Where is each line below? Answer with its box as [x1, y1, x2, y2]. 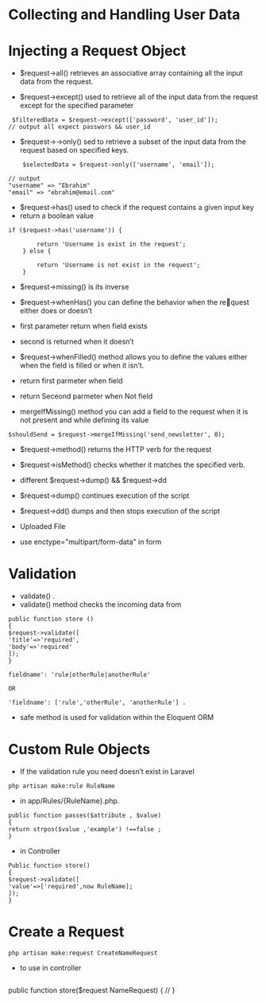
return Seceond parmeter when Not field [19, 391, 153, 401]
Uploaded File [19, 522, 66, 531]
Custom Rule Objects [8, 741, 151, 759]
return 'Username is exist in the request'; [37, 240, 187, 248]
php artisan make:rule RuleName [8, 782, 115, 790]
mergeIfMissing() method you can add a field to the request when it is [19, 407, 249, 417]
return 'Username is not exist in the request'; [37, 261, 201, 270]
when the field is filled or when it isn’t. [19, 360, 145, 371]
